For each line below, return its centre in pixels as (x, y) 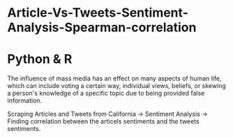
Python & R (40, 59)
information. (25, 101)
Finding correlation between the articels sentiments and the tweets (104, 121)
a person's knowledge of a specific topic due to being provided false (106, 93)
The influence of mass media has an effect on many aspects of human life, (114, 78)
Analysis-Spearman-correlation (102, 27)
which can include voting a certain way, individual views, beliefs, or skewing (116, 86)
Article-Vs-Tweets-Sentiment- (98, 13)
